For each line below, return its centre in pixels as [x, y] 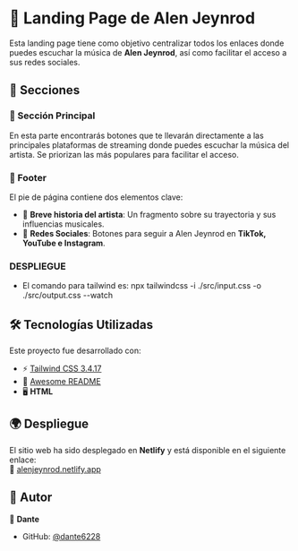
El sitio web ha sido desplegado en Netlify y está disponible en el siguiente [148, 450]
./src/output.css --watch [68, 296]
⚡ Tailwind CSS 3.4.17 [62, 369]
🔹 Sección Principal [52, 116]
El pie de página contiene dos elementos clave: [96, 197]
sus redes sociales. [45, 62]
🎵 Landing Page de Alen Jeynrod [132, 18]
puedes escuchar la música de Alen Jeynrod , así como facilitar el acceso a [148, 52]
